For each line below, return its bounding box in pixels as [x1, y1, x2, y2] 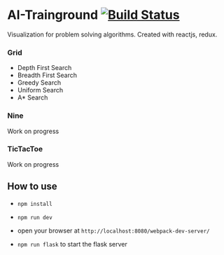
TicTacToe [7, 144, 43, 154]
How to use [7, 181, 57, 193]
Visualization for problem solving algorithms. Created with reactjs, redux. [7, 30, 218, 39]
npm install [17, 200, 52, 207]
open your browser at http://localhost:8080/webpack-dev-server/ [17, 226, 210, 235]
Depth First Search [17, 64, 72, 72]
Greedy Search [17, 78, 62, 87]
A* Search [17, 93, 48, 102]
